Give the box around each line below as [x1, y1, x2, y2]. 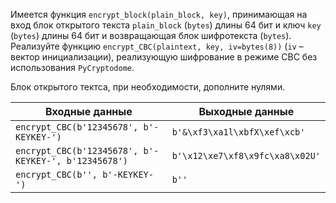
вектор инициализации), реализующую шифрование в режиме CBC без [10, 51, 318, 63]
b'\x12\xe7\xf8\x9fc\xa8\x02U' [171, 150, 321, 161]
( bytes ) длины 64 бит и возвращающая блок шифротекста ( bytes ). [10, 30, 292, 41]
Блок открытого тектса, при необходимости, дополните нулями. [10, 81, 286, 93]
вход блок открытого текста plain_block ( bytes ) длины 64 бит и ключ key [10, 19, 322, 31]
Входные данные [44, 105, 133, 118]
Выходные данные [198, 105, 295, 118]
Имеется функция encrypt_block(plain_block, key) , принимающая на [10, 9, 308, 20]
